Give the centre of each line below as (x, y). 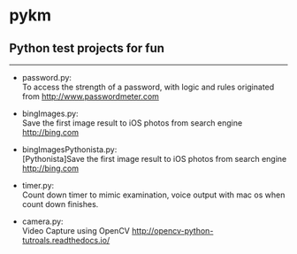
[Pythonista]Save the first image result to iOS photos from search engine (154, 159)
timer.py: (38, 185)
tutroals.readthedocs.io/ (66, 240)
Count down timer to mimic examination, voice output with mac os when (153, 195)
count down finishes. (60, 204)
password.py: (47, 77)
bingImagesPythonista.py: (69, 150)
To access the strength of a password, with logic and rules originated (148, 87)
